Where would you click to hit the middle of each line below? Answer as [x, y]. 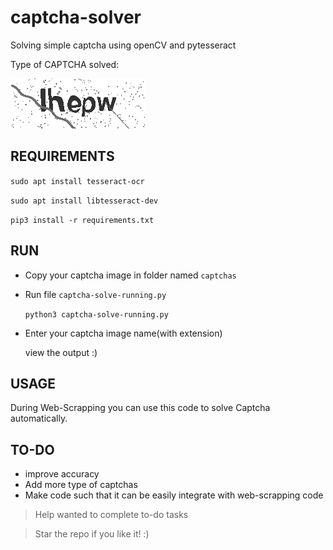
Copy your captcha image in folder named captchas [130, 275]
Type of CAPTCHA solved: [65, 64]
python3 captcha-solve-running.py [96, 314]
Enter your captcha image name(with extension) [123, 333]
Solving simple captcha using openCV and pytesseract [123, 45]
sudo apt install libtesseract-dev [84, 201]
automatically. [39, 418]
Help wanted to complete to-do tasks [111, 515]
